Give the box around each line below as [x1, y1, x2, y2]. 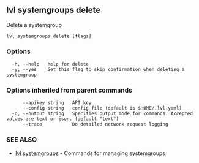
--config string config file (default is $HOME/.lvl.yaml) [22, 105, 182, 112]
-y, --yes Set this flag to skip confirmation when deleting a [12, 67, 185, 73]
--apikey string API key [22, 100, 92, 106]
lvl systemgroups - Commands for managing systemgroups [15, 150, 165, 157]
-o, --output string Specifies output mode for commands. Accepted [12, 110, 193, 117]
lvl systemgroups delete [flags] [6, 33, 92, 39]
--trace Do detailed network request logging [22, 121, 168, 127]
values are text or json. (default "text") [6, 116, 119, 122]
